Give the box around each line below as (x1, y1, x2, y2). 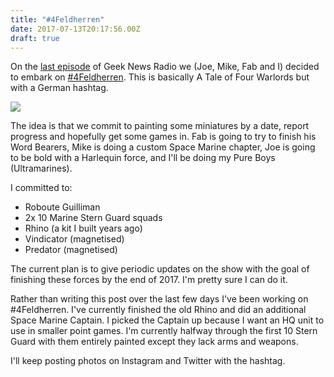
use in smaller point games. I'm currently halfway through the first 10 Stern (10, 325, 318, 337)
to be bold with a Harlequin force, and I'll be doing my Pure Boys (10, 152, 276, 164)
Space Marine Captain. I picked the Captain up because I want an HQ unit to (10, 314, 325, 326)
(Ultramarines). (10, 162, 73, 175)
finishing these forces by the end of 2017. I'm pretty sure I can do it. (10, 274, 288, 286)
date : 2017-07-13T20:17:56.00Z (10, 24, 141, 34)
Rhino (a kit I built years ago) (24, 222, 143, 235)
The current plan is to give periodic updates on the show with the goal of (10, 263, 310, 275)
